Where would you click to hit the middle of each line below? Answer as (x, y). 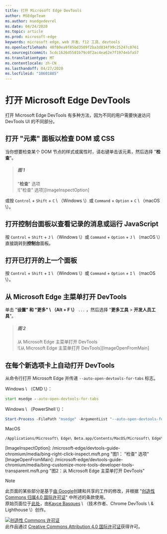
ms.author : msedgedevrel (31, 21)
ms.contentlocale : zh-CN (31, 63)
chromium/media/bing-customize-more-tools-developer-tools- (70, 465)
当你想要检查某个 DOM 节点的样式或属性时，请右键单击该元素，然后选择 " (81, 152)
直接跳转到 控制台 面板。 (29, 243)
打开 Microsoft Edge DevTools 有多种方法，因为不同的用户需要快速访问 (78, 115)
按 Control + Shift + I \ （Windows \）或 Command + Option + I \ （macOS (80, 273)
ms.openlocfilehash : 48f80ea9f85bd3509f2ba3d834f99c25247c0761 (72, 47)
